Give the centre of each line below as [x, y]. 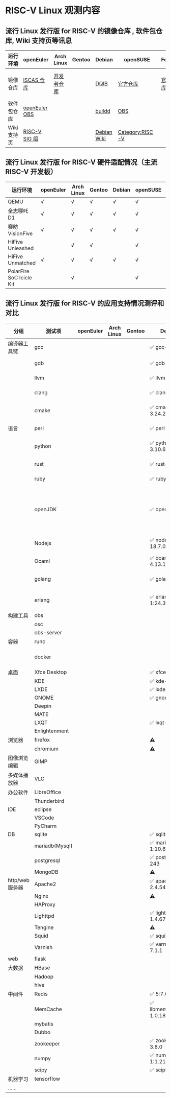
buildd [103, 111]
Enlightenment [52, 731]
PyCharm [46, 826]
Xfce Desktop [51, 672]
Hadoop [44, 976]
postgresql [47, 860]
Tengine [44, 927]
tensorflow [47, 1079]
